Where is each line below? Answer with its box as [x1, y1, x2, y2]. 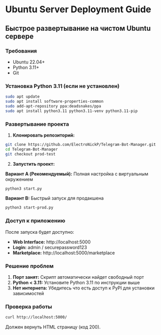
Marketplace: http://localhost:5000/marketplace [12, 250, 115, 256]
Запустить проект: [12, 161, 55, 167]
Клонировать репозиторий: [12, 132, 75, 138]
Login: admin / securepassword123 [12, 244, 88, 250]
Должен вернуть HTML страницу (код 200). [5, 324, 101, 330]
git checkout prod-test [5, 151, 56, 157]
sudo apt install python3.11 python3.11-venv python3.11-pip [5, 108, 138, 114]
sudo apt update [5, 94, 40, 99]
